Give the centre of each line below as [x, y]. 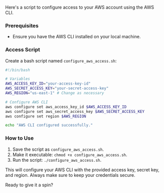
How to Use [20, 138]
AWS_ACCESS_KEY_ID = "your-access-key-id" [48, 84]
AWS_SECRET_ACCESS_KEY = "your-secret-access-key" [57, 88]
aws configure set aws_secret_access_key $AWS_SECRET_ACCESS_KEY [75, 111]
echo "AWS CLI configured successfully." [49, 125]
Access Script [23, 50]
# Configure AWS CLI [27, 102]
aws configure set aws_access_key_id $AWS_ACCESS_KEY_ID [66, 107]
